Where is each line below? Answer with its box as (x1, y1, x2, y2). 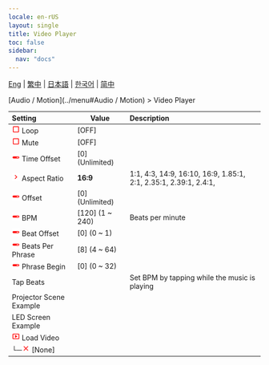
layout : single (8, 21, 59, 30)
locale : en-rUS (8, 13, 59, 21)
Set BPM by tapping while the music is (129, 273, 256, 282)
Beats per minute (129, 213, 186, 222)
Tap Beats (11, 277, 46, 286)
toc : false (8, 39, 45, 47)
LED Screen (11, 312, 50, 322)
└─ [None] (11, 345, 55, 355)
